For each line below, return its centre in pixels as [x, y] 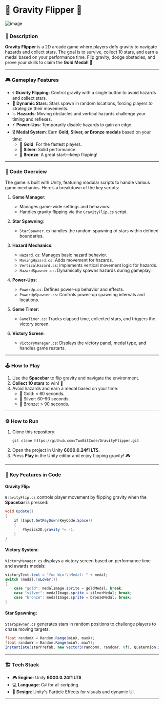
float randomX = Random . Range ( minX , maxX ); [50, 638]
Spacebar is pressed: [27, 503]
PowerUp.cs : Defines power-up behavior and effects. [72, 289]
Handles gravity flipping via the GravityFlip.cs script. [73, 212]
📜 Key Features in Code [33, 475]
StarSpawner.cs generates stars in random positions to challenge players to [81, 624]
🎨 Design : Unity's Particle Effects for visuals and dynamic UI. [73, 692]
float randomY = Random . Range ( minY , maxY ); [50, 642]
